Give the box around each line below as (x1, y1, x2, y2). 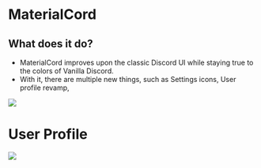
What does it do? (8, 37, 93, 50)
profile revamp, (19, 83, 70, 92)
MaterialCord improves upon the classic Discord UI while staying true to (19, 58, 254, 67)
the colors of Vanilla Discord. (19, 66, 115, 76)
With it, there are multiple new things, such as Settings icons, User (19, 75, 236, 84)
